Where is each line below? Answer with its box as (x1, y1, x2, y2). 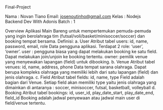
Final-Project (5, 4, 31, 10)
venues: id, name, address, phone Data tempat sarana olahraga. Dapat (5, 64, 147, 70)
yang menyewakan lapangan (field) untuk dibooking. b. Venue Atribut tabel (5, 59, 155, 64)
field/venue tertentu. (5, 100, 46, 106)
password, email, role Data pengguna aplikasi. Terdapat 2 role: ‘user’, (5, 44, 144, 49)
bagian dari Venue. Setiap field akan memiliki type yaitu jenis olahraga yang (5, 79, 157, 85)
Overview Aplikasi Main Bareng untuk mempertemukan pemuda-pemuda (5, 28, 151, 33)
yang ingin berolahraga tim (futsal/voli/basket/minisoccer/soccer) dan (5, 33, 145, 39)
